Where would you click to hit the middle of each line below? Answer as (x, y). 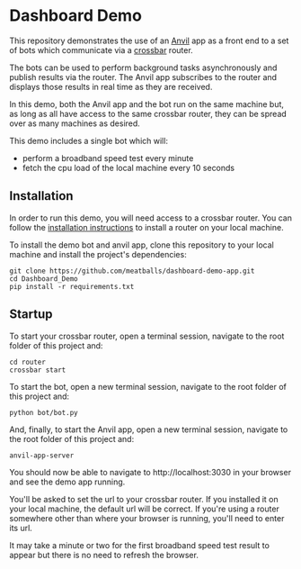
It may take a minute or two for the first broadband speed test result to (139, 545)
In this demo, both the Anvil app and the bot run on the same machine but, (147, 104)
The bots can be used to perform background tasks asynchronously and (143, 68)
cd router (28, 362)
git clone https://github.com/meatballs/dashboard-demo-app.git (132, 271)
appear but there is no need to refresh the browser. (104, 555)
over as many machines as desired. (75, 123)
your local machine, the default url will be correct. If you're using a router (145, 509)
